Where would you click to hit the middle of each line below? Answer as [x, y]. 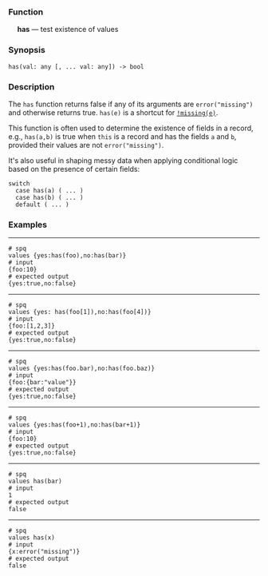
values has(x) [32, 538]
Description [32, 86]
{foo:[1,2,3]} [32, 326]
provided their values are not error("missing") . [86, 145]
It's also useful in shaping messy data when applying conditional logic [123, 160]
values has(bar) [35, 482]
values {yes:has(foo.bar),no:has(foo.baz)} [82, 369]
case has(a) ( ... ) [49, 190]
